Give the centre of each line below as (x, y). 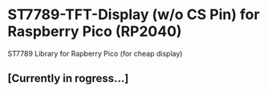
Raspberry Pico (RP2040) (95, 31)
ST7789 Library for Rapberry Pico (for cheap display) (95, 53)
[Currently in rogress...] (68, 78)
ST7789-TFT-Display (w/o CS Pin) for (134, 15)
